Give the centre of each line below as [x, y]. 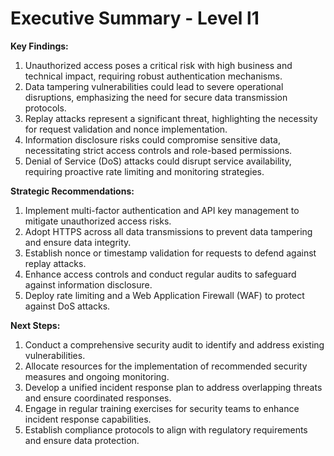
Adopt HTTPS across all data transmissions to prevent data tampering [168, 231]
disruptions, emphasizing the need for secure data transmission [156, 97]
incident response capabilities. [88, 419]
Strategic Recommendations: [72, 191]
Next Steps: [35, 325]
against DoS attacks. [67, 306]
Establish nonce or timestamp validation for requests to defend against [170, 253]
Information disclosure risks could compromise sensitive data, [152, 139]
